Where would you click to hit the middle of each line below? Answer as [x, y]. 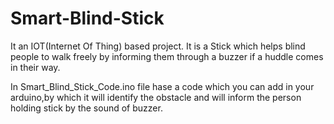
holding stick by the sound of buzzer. [86, 108]
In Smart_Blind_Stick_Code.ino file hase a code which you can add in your [162, 86]
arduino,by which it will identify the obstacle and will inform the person [156, 97]
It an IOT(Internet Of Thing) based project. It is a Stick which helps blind [158, 46]
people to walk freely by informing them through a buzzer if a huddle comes [167, 56]
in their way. [35, 67]
